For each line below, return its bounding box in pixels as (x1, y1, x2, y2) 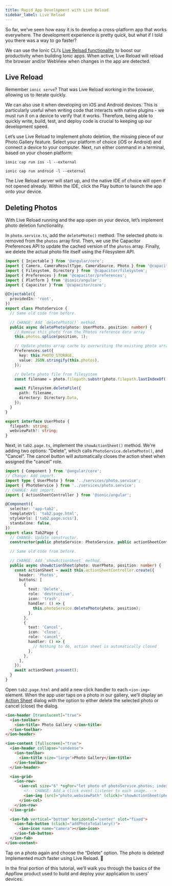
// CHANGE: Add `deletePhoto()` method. (10, 320, 97, 325)
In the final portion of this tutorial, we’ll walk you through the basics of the (5, 865, 161, 871)
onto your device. (5, 188, 42, 195)
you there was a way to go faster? (5, 37, 77, 44)
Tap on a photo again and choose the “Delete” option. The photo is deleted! (5, 850, 165, 856)
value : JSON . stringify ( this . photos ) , (18, 357, 100, 363)
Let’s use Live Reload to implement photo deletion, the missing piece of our (5, 134, 164, 140)
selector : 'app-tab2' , (10, 507, 58, 512)
